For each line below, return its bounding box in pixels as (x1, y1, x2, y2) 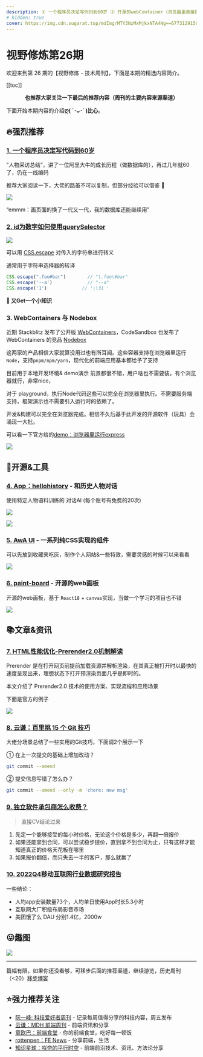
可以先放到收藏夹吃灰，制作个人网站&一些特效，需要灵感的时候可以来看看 (6, 551, 190, 559)
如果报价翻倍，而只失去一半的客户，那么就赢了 (14, 854, 132, 861)
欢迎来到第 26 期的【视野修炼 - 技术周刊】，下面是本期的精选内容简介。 (6, 69, 183, 76)
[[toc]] (6, 81, 22, 89)
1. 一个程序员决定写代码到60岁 (6, 146, 95, 155)
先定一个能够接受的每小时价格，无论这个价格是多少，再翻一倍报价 (14, 831, 179, 838)
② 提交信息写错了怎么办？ (6, 775, 74, 783)
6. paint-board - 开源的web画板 (6, 579, 99, 588)
